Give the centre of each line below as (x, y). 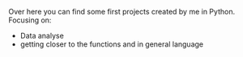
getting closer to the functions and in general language (112, 44)
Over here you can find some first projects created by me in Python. (122, 12)
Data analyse (42, 36)
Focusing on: (30, 20)
